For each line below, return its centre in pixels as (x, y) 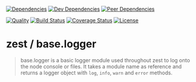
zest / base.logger (51, 44)
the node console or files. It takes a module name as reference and (101, 66)
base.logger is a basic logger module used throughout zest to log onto (105, 60)
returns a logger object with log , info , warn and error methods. (96, 73)
